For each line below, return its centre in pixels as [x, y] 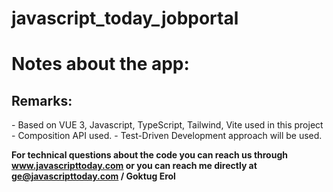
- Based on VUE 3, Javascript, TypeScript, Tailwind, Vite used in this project [167, 125]
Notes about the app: [100, 64]
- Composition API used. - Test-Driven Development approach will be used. [167, 136]
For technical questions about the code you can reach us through [149, 155]
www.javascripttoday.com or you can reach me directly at [134, 166]
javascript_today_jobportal [125, 18]
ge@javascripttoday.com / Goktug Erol [93, 176]
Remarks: [42, 100]
